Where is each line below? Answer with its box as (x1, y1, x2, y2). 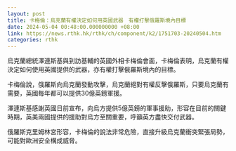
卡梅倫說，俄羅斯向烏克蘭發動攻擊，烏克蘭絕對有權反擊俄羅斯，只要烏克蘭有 (7, 80, 229, 88)
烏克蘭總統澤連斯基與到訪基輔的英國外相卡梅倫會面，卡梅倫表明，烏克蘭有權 (7, 57, 229, 65)
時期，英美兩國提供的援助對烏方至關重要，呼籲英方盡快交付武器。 (7, 113, 198, 122)
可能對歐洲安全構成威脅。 (7, 136, 81, 145)
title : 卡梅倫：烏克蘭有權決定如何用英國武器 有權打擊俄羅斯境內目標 (7, 17, 186, 24)
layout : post (7, 10, 46, 18)
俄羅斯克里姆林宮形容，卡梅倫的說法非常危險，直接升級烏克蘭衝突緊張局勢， (7, 128, 229, 136)
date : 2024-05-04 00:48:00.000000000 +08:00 (7, 23, 140, 30)
